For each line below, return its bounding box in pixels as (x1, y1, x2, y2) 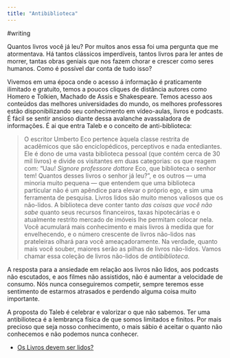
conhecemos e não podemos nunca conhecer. (7, 330, 139, 338)
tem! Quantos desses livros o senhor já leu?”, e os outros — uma (23, 171, 207, 180)
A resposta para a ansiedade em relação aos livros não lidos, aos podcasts (7, 265, 219, 273)
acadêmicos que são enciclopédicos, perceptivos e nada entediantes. (23, 142, 222, 150)
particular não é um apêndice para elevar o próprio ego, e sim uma (23, 186, 214, 194)
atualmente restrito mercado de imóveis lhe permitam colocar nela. (23, 215, 214, 224)
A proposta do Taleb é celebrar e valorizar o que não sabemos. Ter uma (7, 308, 211, 316)
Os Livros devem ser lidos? (16, 343, 94, 351)
